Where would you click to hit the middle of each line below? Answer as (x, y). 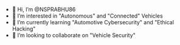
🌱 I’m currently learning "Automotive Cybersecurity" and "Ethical (93, 22)
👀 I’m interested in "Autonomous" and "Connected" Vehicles (87, 16)
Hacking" (24, 29)
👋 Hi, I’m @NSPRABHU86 (44, 9)
